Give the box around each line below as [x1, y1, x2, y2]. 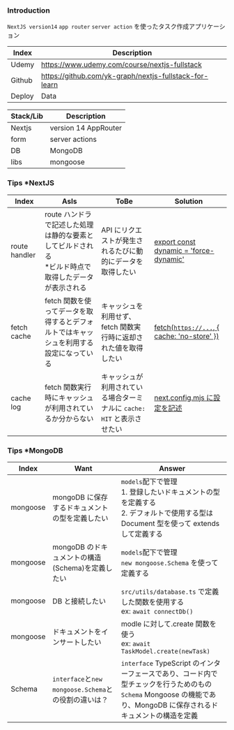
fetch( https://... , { [154, 322, 220, 332]
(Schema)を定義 [52, 563, 106, 573]
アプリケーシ [189, 22, 226, 31]
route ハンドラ [44, 209, 92, 219]
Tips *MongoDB [7, 446, 64, 455]
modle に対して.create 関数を [120, 619, 217, 629]
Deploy [10, 92, 34, 101]
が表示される [44, 282, 87, 292]
